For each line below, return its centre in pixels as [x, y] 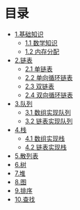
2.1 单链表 [39, 69]
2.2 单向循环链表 [49, 77]
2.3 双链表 [40, 86]
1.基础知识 [29, 34]
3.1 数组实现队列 [48, 112]
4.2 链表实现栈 [46, 147]
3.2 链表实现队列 [49, 121]
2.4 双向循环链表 [49, 95]
